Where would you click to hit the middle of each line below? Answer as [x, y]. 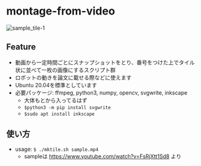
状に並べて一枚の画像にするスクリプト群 [65, 70]
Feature [21, 47]
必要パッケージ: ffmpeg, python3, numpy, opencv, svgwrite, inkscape [101, 93]
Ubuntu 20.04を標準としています [56, 85]
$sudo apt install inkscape [59, 114]
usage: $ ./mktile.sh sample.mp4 [56, 149]
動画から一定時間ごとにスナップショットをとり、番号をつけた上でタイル [105, 62]
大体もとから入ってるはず [56, 100]
